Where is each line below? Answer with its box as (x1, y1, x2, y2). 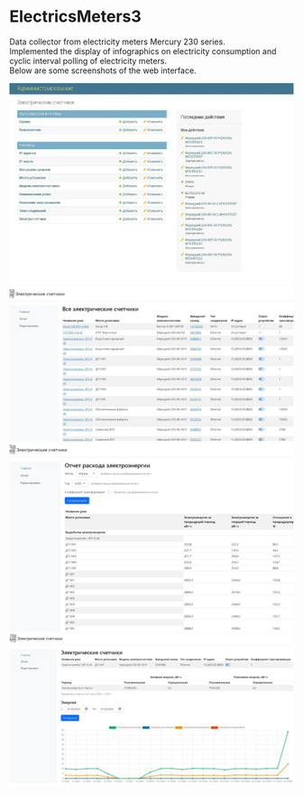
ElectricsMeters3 (9, 6, 142, 27)
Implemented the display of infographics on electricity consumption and (9, 45, 277, 56)
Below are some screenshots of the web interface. (9, 65, 197, 76)
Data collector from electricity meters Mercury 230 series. (9, 36, 225, 47)
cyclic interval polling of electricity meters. (9, 55, 168, 66)
